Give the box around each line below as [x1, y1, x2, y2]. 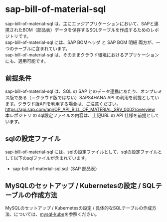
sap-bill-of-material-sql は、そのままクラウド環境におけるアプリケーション [5, 51, 160, 58]
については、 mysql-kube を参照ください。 [13, 211, 100, 218]
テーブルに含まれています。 [13, 45, 70, 51]
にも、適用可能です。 [5, 58, 49, 64]
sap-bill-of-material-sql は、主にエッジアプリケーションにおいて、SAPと [5, 20, 155, 26]
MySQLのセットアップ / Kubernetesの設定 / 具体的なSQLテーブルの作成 [5, 205, 152, 211]
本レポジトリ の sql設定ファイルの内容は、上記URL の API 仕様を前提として [5, 112, 160, 118]
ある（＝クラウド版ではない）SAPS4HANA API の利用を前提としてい [18, 94, 160, 100]
